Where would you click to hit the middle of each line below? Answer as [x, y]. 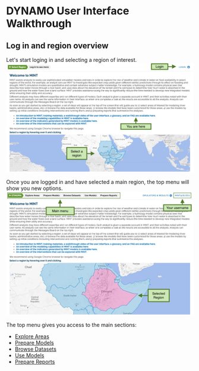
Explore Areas [32, 336]
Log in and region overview [57, 46]
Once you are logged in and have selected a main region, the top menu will [98, 182]
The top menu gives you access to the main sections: [71, 325]
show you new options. [35, 188]
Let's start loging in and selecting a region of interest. [72, 60]
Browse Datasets [35, 349]
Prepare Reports [35, 361]
